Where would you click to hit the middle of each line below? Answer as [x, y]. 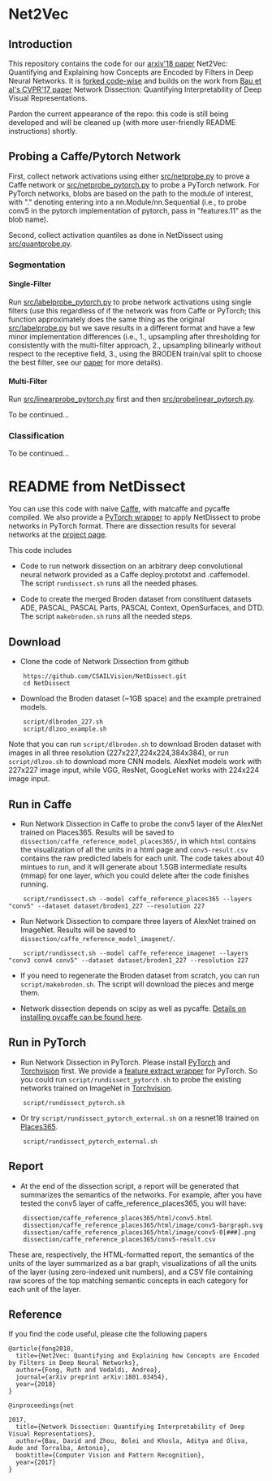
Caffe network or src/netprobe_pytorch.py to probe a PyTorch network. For [134, 184]
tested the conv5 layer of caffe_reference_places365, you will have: [134, 1203]
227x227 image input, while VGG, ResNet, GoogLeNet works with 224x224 [134, 770]
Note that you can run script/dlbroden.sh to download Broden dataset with [135, 745]
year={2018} [36, 1384]
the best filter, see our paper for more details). [86, 362]
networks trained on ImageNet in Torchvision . [96, 1088]
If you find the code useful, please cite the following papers [108, 1334]
